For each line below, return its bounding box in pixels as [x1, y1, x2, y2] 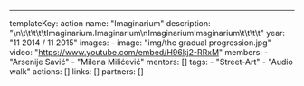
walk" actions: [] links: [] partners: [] [9, 66, 145, 77]
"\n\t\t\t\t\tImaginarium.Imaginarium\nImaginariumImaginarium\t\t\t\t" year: [9, 28, 286, 38]
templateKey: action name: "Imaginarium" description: [9, 18, 211, 28]
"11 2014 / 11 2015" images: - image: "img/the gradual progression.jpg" [9, 37, 271, 48]
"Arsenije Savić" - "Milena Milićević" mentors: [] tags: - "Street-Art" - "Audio [9, 56, 294, 67]
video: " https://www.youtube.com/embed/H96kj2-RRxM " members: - [9, 47, 269, 57]
